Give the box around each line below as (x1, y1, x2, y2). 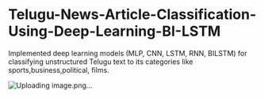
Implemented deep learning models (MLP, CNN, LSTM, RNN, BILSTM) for (8, 48, 247, 58)
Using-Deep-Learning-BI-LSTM (8, 22, 221, 40)
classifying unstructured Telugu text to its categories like (8, 57, 193, 66)
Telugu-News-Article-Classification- (8, 6, 257, 24)
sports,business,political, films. (8, 65, 109, 74)
